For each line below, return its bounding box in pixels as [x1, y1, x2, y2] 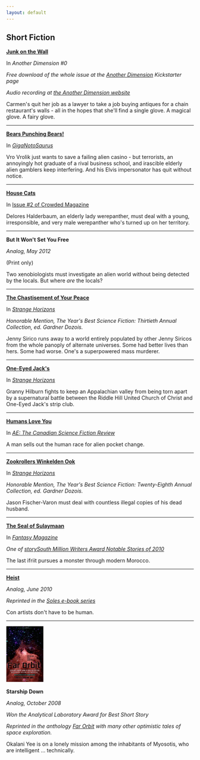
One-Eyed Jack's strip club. [6, 401, 74, 408]
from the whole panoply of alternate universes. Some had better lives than [6, 341, 189, 348]
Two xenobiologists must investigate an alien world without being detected [6, 271, 189, 278]
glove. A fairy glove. [6, 113, 55, 120]
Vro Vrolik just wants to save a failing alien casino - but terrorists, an [6, 154, 174, 161]
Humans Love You [6, 418, 52, 425]
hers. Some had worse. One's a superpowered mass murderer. [6, 348, 160, 355]
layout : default [6, 10, 46, 15]
